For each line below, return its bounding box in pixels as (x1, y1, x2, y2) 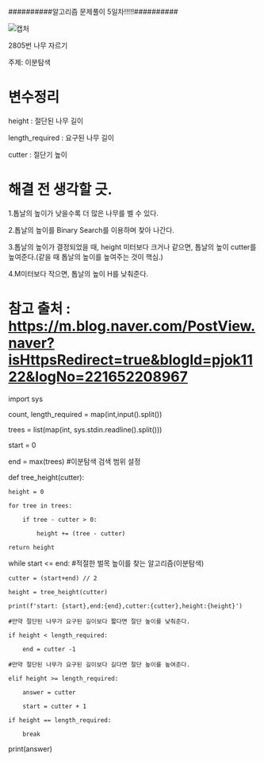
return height (8, 543, 55, 551)
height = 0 (8, 488, 44, 496)
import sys (8, 394, 44, 404)
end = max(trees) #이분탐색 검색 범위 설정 (8, 456, 141, 466)
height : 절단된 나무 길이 (8, 116, 84, 126)
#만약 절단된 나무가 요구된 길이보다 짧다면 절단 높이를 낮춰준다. (8, 617, 190, 625)
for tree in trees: (8, 501, 73, 510)
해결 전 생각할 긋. (8, 181, 113, 199)
